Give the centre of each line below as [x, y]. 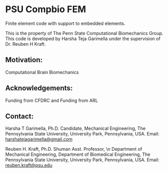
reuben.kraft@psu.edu [29, 165]
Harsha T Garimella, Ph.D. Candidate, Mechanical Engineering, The [76, 128]
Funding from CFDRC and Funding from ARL [52, 100]
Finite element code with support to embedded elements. [65, 23]
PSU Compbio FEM [46, 9]
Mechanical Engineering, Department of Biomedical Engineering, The [78, 154]
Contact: [20, 116]
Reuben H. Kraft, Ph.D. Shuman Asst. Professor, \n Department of [74, 149]
